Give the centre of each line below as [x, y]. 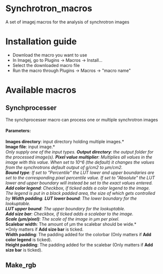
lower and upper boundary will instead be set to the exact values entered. [79, 183]
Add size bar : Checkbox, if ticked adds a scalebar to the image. [69, 214]
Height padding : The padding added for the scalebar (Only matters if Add [79, 245]
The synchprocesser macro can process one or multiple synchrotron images [82, 120]
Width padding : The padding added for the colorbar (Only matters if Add [78, 235]
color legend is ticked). [29, 240]
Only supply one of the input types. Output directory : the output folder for [80, 152]
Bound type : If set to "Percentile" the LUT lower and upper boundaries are [80, 172]
